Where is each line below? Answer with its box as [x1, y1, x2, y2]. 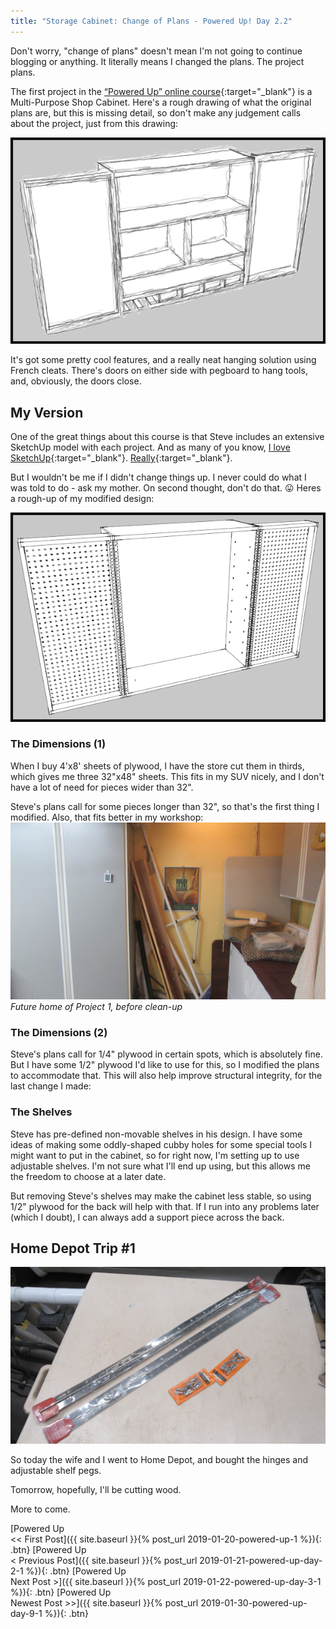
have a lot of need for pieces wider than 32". [10, 781, 194, 793]
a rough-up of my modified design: [10, 492, 155, 504]
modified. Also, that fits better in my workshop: [10, 811, 204, 823]
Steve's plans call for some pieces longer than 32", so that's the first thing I [10, 800, 320, 812]
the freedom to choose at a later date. [10, 1170, 167, 1182]
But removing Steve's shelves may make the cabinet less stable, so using [10, 1190, 312, 1202]
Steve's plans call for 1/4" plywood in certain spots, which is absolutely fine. [10, 1048, 323, 1060]
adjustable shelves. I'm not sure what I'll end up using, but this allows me [10, 1160, 311, 1172]
